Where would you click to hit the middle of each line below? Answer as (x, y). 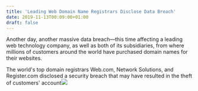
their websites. (24, 58)
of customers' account (34, 83)
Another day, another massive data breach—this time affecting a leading (94, 40)
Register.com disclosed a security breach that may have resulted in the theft (99, 76)
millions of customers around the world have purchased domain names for (97, 52)
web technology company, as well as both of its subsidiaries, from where (95, 45)
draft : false (22, 22)
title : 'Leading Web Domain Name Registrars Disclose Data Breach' (91, 12)
